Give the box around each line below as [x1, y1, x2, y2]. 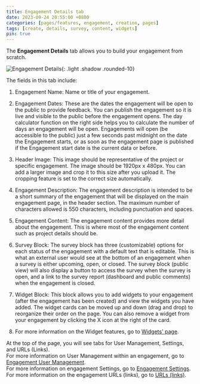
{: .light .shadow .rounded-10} [61, 65, 136, 72]
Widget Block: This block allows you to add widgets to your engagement [14, 291, 193, 299]
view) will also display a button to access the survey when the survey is [14, 267, 191, 274]
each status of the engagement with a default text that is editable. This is [14, 248, 195, 255]
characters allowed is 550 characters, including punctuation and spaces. [14, 205, 194, 213]
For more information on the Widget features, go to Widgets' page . [14, 328, 179, 335]
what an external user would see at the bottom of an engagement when [14, 254, 191, 262]
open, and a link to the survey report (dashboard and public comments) [14, 273, 191, 281]
